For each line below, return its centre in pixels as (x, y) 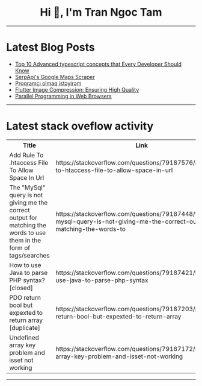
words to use (28, 233)
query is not (26, 195)
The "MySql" (27, 188)
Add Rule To (26, 155)
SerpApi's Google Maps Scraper (55, 77)
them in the (25, 240)
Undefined (24, 337)
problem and (27, 352)
